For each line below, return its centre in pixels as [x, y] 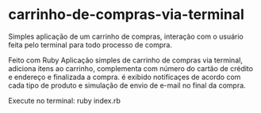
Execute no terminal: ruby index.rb [65, 100]
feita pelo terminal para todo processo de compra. [90, 44]
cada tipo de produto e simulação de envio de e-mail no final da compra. [127, 85]
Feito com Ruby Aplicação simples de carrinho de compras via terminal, [126, 60]
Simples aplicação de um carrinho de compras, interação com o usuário [126, 36]
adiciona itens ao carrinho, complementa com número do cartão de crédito [131, 68]
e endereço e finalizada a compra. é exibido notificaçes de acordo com [125, 77]
